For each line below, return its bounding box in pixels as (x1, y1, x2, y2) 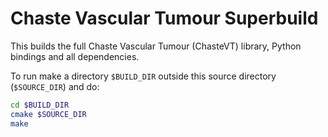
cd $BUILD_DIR (10, 100, 70, 110)
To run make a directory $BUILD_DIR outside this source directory (10, 70, 277, 82)
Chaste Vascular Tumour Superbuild (10, 7, 319, 30)
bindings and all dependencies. (10, 50, 140, 62)
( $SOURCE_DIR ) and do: (10, 80, 100, 92)
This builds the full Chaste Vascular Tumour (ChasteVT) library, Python (10, 40, 302, 52)
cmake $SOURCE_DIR (10, 109, 87, 119)
